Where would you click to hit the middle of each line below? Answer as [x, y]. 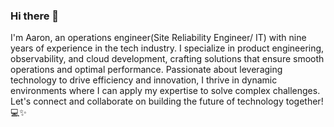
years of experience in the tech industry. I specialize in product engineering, [167, 48]
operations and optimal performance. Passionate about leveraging [146, 70]
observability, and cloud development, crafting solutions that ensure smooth [167, 59]
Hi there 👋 [35, 16]
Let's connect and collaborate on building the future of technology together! [167, 101]
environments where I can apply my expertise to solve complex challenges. [165, 91]
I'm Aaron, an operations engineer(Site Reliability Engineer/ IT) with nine [158, 38]
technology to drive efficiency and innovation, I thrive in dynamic [144, 80]
